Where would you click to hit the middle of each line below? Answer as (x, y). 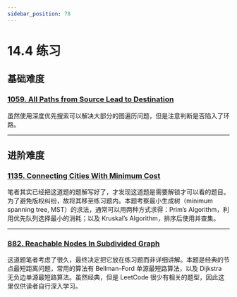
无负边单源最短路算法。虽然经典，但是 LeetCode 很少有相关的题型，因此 (113, 277)
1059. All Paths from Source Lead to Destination (91, 99)
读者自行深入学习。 (54, 286)
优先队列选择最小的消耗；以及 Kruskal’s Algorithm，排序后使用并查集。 (116, 218)
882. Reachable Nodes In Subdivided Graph (84, 244)
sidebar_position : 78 (39, 14)
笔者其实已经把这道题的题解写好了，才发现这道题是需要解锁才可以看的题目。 (119, 192)
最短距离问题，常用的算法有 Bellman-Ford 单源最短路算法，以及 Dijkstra (117, 269)
